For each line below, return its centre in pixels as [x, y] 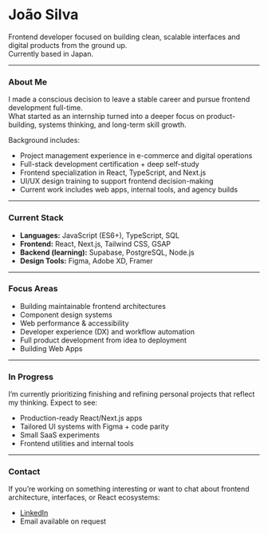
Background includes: [44, 140]
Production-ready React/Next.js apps [81, 418]
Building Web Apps [51, 348]
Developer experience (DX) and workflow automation [107, 331]
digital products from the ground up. [68, 45]
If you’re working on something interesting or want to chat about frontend [129, 489]
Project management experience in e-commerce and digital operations [136, 156]
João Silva [43, 15]
